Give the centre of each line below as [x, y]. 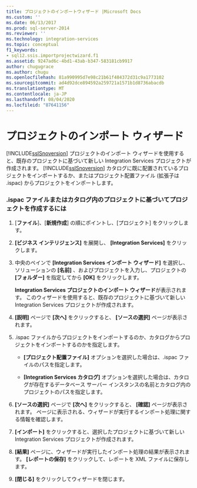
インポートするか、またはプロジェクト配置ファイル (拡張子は [105, 175]
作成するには [48, 209]
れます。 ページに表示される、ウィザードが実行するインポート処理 [95, 412]
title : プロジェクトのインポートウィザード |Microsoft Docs [74, 12]
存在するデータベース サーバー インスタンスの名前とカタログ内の [112, 384]
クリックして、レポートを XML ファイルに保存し [131, 459]
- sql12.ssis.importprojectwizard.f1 [52, 56]
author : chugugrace [30, 66]
